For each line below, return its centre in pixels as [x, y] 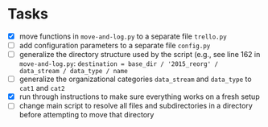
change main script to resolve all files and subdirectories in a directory [136, 106]
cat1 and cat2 [42, 88]
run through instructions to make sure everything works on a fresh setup [139, 96]
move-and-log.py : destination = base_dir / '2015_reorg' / [119, 63]
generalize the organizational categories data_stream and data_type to [135, 79]
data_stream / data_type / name [73, 72]
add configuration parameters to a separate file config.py [115, 45]
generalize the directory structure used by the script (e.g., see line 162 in [140, 55]
